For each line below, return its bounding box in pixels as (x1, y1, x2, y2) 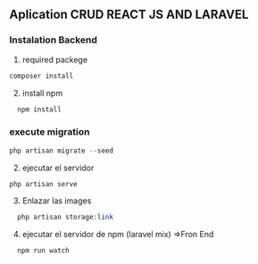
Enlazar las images (21, 195, 92, 206)
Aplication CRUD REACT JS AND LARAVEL (9, 7, 249, 22)
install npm (21, 87, 63, 98)
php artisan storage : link (17, 213, 114, 222)
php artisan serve (9, 179, 78, 188)
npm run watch (17, 246, 70, 255)
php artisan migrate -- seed (9, 146, 114, 155)
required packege (21, 54, 87, 65)
